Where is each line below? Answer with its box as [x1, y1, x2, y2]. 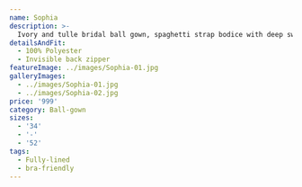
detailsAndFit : [9, 38, 67, 48]
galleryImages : [9, 72, 67, 81]
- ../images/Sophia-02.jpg [17, 88, 119, 97]
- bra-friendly [17, 164, 75, 173]
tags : [9, 147, 30, 156]
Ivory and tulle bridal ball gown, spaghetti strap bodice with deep [17, 30, 283, 39]
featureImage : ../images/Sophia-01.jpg [9, 64, 159, 73]
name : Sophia [9, 13, 58, 22]
